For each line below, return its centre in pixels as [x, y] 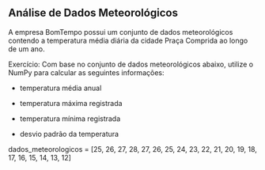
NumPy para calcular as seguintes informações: [86, 72]
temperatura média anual [61, 88]
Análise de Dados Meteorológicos [93, 13]
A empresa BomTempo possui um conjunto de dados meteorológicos [121, 32]
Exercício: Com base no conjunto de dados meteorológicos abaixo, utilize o [131, 64]
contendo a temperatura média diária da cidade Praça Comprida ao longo [128, 40]
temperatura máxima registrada [71, 103]
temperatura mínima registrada [70, 119]
